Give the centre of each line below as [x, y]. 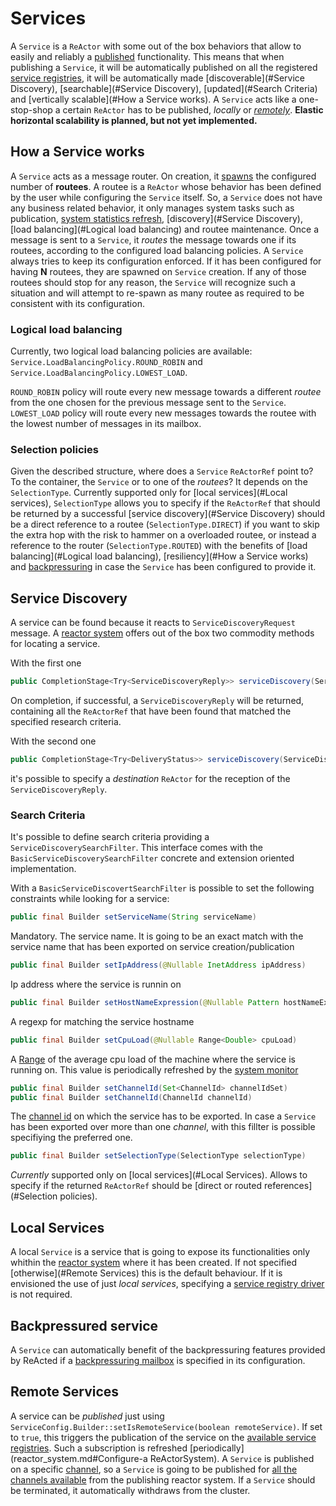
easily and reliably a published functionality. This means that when [147, 56]
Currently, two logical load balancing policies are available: [131, 351]
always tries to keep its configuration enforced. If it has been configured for [166, 261]
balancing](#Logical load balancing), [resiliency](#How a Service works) [159, 556]
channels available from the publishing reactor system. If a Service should [163, 1479]
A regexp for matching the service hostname [102, 1021]
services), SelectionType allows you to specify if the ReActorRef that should [165, 503]
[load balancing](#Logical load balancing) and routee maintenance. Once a [165, 229]
